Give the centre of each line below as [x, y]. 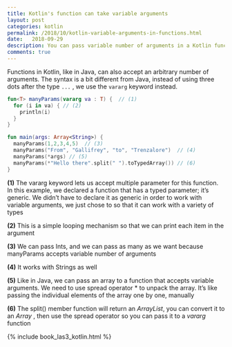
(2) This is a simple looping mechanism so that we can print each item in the [116, 225]
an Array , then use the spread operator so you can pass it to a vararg [106, 316]
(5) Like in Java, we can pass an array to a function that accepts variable [110, 280]
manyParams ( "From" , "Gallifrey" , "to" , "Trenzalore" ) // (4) [105, 150]
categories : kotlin [35, 26]
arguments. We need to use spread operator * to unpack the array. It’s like [112, 288]
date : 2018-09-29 [35, 39]
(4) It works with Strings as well [52, 267]
